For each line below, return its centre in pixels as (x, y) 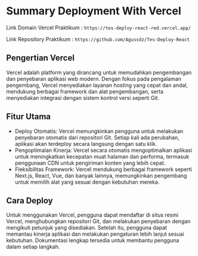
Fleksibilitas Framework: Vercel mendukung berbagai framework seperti (103, 169)
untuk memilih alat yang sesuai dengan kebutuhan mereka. (87, 182)
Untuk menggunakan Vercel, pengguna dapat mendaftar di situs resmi (92, 215)
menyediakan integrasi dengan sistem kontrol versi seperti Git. (83, 97)
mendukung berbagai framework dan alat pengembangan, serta (85, 92)
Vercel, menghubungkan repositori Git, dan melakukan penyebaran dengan (98, 221)
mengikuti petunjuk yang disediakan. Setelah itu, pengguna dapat (86, 228)
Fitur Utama (29, 117)
